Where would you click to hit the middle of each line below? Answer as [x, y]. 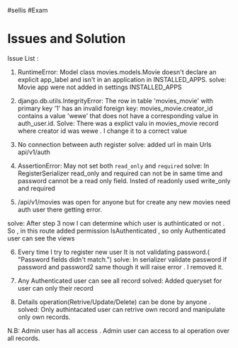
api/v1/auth [34, 152]
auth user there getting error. [60, 209]
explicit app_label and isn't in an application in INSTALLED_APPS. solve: [122, 79]
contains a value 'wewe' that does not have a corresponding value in [118, 115]
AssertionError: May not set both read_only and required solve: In [113, 166]
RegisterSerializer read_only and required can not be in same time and [120, 173]
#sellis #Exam [28, 10]
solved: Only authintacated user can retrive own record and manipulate [121, 309]
